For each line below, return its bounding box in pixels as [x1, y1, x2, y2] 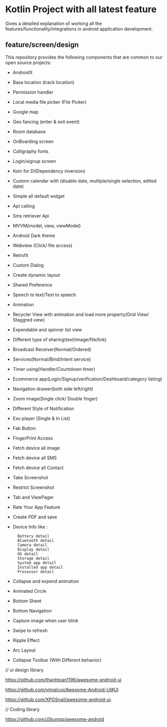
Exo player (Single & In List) [12, 415, 70, 421]
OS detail [17, 551, 38, 557]
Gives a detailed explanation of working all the [5, 20, 102, 26]
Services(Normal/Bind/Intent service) [12, 356, 91, 362]
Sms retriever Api [12, 213, 49, 219]
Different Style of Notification [12, 405, 74, 412]
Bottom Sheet [12, 598, 42, 604]
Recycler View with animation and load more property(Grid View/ [12, 311, 149, 317]
